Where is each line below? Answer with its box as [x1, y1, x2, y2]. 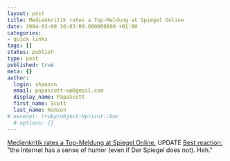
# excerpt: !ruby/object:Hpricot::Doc [7, 113, 119, 120]
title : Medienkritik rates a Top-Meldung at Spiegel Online [7, 17, 185, 23]
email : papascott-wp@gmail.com [13, 87, 104, 94]
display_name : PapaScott [13, 94, 85, 101]
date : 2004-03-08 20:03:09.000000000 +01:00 [7, 23, 138, 30]
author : [7, 74, 30, 82]
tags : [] [7, 42, 33, 49]
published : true [7, 61, 54, 68]
